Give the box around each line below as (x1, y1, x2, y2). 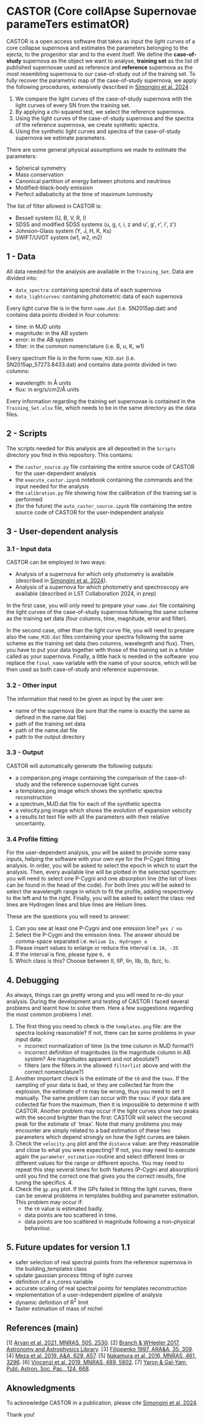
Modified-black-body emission (15, 184, 93, 191)
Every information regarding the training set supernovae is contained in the (6, 397, 196, 405)
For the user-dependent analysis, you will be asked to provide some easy (6, 849, 191, 856)
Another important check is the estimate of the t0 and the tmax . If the (15, 1074, 189, 1082)
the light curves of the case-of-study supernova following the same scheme (6, 608, 199, 616)
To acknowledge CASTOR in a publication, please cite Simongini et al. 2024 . (6, 1399, 198, 1407)
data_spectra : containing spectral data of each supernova (15, 286, 162, 294)
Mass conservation (15, 170, 64, 178)
